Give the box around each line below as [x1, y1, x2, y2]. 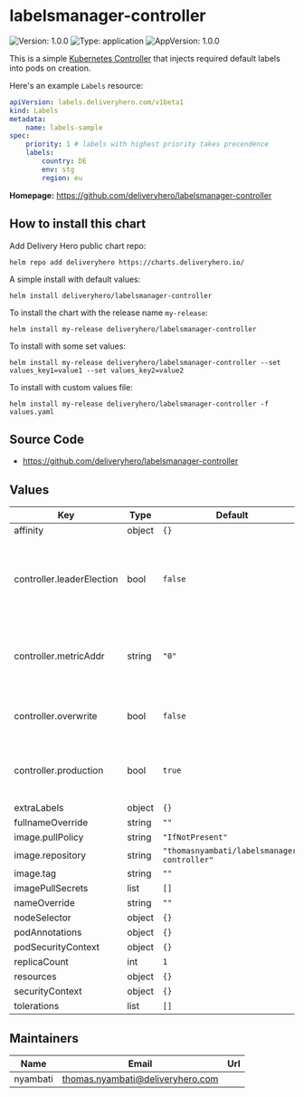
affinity [14, 524, 43, 537]
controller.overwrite [14, 710, 98, 723]
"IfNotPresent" [162, 832, 228, 842]
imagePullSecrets [14, 882, 89, 895]
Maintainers [9, 1030, 80, 1046]
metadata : [9, 114, 47, 123]
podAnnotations [14, 926, 82, 938]
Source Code [9, 431, 84, 447]
